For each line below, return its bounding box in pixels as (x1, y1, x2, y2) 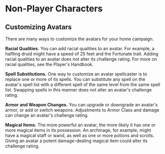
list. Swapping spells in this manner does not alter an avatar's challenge (5, 87, 152, 92)
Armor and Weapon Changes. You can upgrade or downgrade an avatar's (5, 102, 158, 107)
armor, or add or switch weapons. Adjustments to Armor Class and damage (5, 107, 160, 113)
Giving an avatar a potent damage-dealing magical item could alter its (5, 138, 148, 144)
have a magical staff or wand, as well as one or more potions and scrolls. (5, 133, 155, 138)
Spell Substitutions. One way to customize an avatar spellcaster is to (5, 71, 148, 77)
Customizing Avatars (5, 23, 72, 31)
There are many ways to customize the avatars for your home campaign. (5, 36, 154, 42)
